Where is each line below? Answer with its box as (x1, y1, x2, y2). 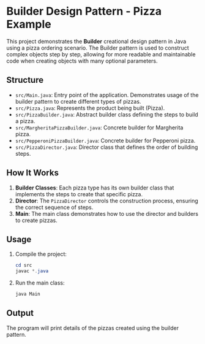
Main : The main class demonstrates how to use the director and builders (15, 210, 199, 217)
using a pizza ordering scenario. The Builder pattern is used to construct (6, 44, 190, 52)
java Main (15, 291, 41, 297)
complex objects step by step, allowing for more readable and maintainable (6, 50, 196, 58)
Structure (6, 75, 44, 85)
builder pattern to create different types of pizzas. (15, 97, 141, 105)
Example (6, 17, 51, 31)
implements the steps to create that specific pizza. (15, 190, 143, 197)
